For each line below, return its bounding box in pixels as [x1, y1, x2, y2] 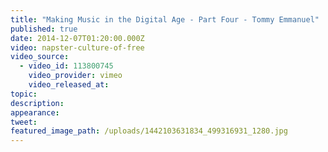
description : [10, 98, 65, 108]
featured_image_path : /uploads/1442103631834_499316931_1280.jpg [10, 126, 288, 136]
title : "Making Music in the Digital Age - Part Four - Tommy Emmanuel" [10, 14, 320, 25]
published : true [10, 24, 78, 34]
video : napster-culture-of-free [10, 42, 145, 53]
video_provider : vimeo [28, 71, 123, 81]
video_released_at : [28, 80, 110, 90]
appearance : [10, 107, 60, 118]
